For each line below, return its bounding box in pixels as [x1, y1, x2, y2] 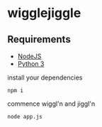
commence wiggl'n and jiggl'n [7, 99, 96, 108]
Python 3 [17, 60, 45, 68]
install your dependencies [7, 73, 83, 82]
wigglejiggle [7, 5, 81, 21]
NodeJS [17, 52, 42, 60]
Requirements [7, 33, 71, 45]
